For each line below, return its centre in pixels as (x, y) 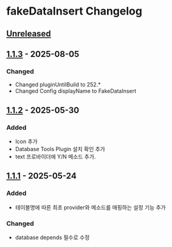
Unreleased (29, 34)
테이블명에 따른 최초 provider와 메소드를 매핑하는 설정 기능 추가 (90, 207)
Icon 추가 (26, 141)
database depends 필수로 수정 (52, 237)
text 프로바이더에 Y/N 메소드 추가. (55, 157)
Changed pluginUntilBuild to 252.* (58, 85)
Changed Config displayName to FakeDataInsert (76, 91)
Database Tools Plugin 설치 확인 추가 (60, 149)
